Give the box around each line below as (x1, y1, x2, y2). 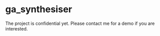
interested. (5, 25, 28, 31)
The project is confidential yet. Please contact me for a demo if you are (5, 20, 155, 26)
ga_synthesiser (5, 4, 73, 15)
